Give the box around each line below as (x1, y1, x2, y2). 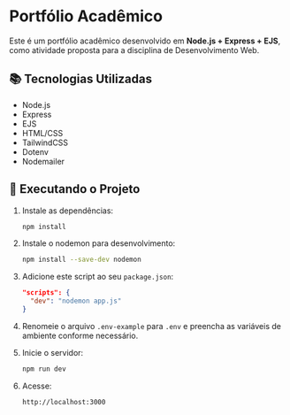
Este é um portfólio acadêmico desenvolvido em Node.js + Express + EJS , (9, 35, 281, 46)
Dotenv (21, 146, 49, 157)
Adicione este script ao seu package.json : (21, 272, 174, 282)
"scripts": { (21, 288, 71, 297)
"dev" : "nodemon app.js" (30, 296, 122, 306)
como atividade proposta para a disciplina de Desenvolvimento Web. (9, 44, 260, 55)
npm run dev (21, 365, 66, 373)
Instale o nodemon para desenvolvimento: (21, 238, 176, 249)
